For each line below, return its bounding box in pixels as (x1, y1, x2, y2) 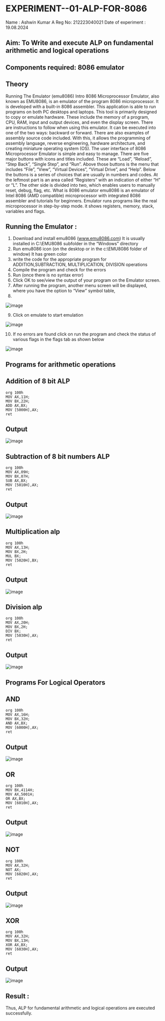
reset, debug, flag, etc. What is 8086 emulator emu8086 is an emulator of (5, 187, 155, 193)
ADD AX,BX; (5, 403, 28, 408)
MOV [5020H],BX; (5, 558, 39, 563)
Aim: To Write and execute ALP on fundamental (5, 39, 154, 47)
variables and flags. (5, 208, 46, 214)
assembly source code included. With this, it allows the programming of (5, 135, 151, 141)
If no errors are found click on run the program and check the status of (12, 331, 156, 337)
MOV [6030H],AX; (5, 947, 39, 952)
